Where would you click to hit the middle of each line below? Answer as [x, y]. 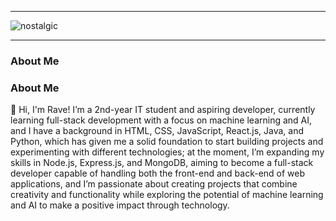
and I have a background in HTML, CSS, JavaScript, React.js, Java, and [157, 131]
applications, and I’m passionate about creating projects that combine [154, 184]
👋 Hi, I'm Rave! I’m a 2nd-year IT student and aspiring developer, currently [163, 110]
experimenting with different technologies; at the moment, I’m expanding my [167, 152]
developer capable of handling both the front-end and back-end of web [158, 173]
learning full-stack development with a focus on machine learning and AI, [161, 120]
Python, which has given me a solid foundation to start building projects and [167, 142]
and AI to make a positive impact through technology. [120, 205]
